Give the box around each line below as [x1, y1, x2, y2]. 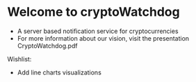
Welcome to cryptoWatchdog [7, 4, 180, 20]
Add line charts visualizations [17, 68, 102, 76]
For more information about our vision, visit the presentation [17, 34, 190, 42]
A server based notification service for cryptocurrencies [17, 27, 179, 35]
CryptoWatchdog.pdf [17, 41, 78, 50]
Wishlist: [7, 54, 32, 63]
